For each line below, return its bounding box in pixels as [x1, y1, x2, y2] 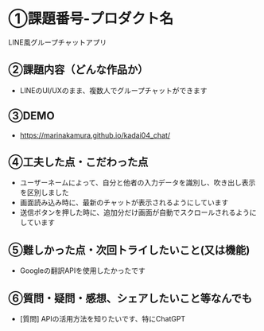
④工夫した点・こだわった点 [8, 155, 149, 169]
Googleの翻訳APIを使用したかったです [19, 266, 146, 275]
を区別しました [19, 188, 69, 197]
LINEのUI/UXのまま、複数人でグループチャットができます [19, 85, 208, 95]
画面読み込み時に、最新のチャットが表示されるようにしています [19, 198, 229, 208]
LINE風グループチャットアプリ [8, 37, 107, 47]
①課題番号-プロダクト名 [8, 10, 174, 28]
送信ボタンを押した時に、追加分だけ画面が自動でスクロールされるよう [19, 208, 250, 217]
